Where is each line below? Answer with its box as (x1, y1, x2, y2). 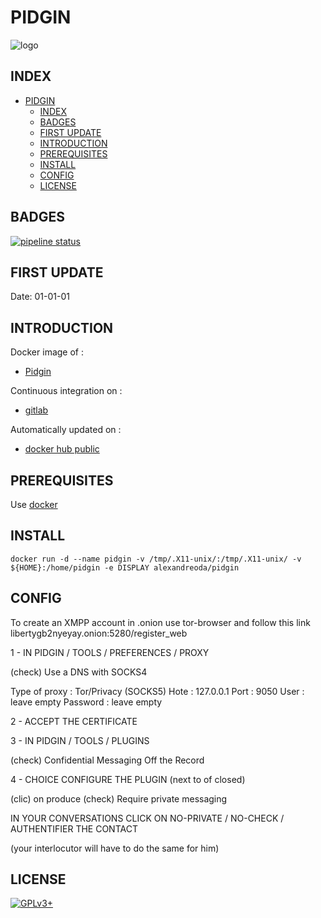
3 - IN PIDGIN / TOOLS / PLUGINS (10, 734, 150, 746)
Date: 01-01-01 (10, 291, 70, 303)
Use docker (10, 499, 58, 510)
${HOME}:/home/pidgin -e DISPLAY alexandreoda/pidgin (10, 562, 240, 573)
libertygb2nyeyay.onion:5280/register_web (10, 627, 188, 639)
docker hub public (24, 443, 100, 455)
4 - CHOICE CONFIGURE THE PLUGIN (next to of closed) (10, 773, 246, 785)
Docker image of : (10, 346, 84, 358)
